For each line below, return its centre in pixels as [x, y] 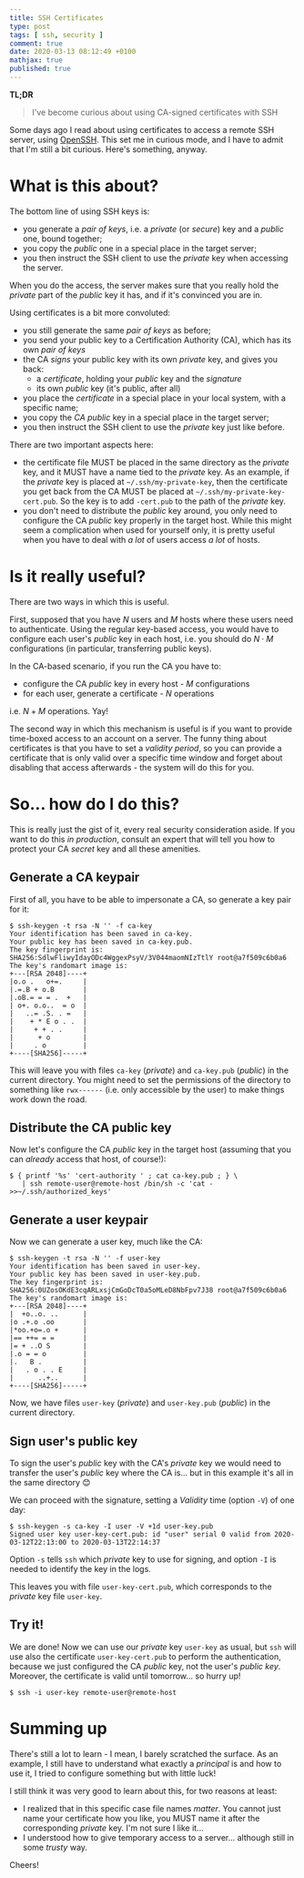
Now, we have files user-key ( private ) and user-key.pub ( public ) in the [140, 1403]
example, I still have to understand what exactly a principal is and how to [146, 1763]
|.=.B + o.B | [49, 989]
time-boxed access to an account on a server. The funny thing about [138, 738]
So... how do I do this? [95, 804]
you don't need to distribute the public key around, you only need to [150, 510]
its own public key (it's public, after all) [108, 388]
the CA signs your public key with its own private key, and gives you [150, 359]
